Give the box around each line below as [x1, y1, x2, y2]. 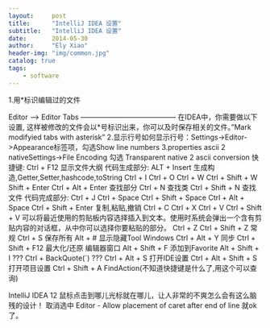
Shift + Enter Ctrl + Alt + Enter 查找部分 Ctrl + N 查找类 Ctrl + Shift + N [8, 182, 240, 192]
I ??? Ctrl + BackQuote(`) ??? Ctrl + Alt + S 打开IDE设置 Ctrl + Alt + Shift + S [8, 253, 258, 263]
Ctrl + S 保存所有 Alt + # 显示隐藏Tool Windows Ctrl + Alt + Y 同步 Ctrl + [17, 233, 256, 243]
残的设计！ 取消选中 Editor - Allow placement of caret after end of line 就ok [8, 300, 258, 310]
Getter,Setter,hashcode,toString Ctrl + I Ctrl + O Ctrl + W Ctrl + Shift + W [17, 172, 258, 182]
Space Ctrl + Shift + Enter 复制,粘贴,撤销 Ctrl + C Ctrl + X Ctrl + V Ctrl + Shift [8, 202, 262, 212]
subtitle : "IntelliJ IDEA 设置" [8, 27, 123, 35]
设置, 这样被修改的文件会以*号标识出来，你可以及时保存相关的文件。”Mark [8, 122, 251, 131]
